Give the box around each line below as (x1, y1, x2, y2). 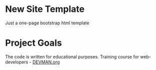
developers (5, 59, 28, 65)
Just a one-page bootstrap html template (5, 20, 90, 26)
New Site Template (5, 3, 85, 15)
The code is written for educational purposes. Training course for (5, 54, 140, 60)
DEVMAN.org (32, 59, 60, 65)
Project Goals (5, 37, 62, 49)
